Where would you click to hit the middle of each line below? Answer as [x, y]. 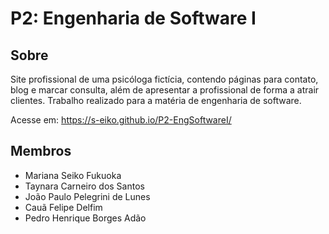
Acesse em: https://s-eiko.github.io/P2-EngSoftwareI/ [121, 120]
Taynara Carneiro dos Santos [84, 186]
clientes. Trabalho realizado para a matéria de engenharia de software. [156, 100]
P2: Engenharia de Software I [133, 18]
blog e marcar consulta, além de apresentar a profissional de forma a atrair [165, 90]
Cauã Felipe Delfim [63, 207]
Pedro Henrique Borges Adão [85, 218]
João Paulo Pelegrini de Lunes [87, 196]
